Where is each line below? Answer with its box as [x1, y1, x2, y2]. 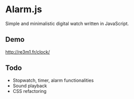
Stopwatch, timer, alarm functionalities [12, 77, 94, 83]
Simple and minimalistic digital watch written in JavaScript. [5, 20, 129, 27]
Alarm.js [5, 4, 42, 15]
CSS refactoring [12, 88, 47, 94]
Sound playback [12, 83, 48, 89]
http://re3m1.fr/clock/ [5, 48, 50, 55]
